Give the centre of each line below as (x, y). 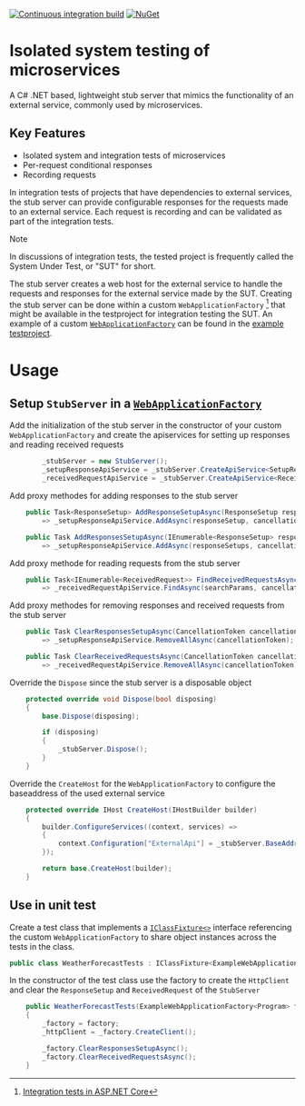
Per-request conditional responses (87, 164)
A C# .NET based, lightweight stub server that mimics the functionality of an (152, 95)
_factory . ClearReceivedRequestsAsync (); (119, 1057)
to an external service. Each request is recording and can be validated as (146, 211)
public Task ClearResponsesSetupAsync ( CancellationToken (136, 632)
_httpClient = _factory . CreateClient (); (119, 1032)
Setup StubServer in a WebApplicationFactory (136, 403)
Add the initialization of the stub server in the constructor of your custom (146, 425)
